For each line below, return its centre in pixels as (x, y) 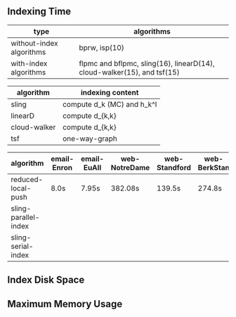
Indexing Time (39, 12)
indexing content (110, 92)
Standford (174, 167)
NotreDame (130, 167)
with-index (29, 63)
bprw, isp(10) (101, 47)
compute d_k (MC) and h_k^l (110, 104)
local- (21, 188)
